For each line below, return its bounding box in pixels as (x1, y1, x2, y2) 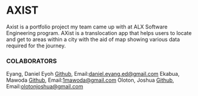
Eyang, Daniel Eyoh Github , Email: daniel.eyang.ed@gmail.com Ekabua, (6, 71, 180, 78)
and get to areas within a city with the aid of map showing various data (6, 36, 180, 43)
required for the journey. (6, 42, 66, 49)
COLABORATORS (6, 57, 57, 65)
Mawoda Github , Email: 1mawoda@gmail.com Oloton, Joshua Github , (6, 76, 175, 84)
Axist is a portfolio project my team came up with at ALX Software (6, 23, 168, 30)
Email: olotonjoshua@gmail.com (6, 83, 83, 90)
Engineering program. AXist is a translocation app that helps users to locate (6, 29, 192, 36)
